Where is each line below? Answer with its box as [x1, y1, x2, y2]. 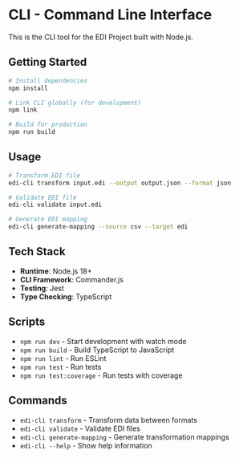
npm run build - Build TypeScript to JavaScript [19, 345, 175, 355]
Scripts [8, 315, 46, 329]
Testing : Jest [19, 283, 64, 293]
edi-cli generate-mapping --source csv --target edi [8, 223, 188, 231]
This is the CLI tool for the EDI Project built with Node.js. [8, 32, 194, 42]
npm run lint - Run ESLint [19, 353, 107, 363]
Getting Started [8, 55, 87, 69]
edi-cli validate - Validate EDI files [19, 424, 140, 433]
